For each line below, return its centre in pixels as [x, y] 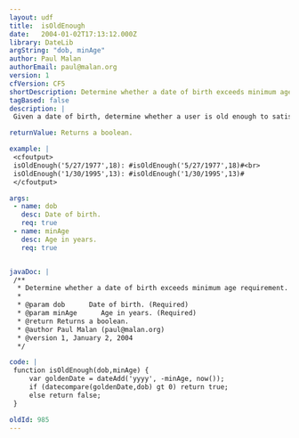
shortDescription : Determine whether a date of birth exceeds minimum [143, 92]
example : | [29, 149]
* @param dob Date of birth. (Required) [103, 305]
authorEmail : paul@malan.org [63, 68]
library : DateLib [41, 42]
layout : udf [31, 17]
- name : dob [35, 207]
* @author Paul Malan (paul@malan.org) [91, 329]
